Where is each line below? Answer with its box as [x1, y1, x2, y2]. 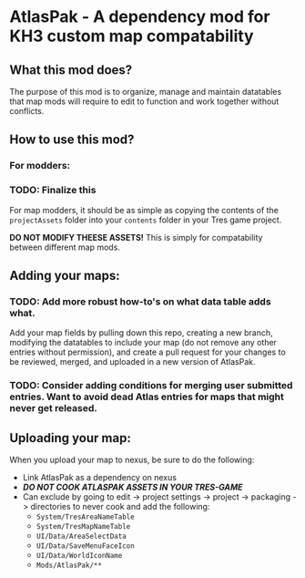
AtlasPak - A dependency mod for [9, 6, 270, 27]
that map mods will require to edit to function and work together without [9, 96, 280, 107]
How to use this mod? [9, 132, 135, 148]
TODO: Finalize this [9, 184, 97, 197]
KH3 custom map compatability [9, 26, 254, 46]
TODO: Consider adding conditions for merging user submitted [9, 379, 293, 392]
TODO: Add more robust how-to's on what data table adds [9, 294, 271, 307]
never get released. [9, 402, 97, 415]
